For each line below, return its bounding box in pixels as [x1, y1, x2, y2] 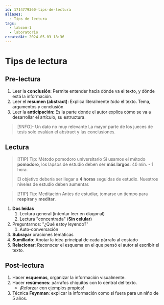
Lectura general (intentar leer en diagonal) [19, 210, 105, 216]
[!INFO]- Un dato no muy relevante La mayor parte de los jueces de [17, 124, 153, 129]
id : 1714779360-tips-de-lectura [5, 7, 71, 12]
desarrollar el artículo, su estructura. [12, 114, 86, 120]
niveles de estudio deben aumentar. [17, 181, 90, 187]
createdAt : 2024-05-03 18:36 [5, 35, 65, 40]
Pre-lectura [5, 75, 41, 83]
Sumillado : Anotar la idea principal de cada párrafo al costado [12, 236, 138, 243]
